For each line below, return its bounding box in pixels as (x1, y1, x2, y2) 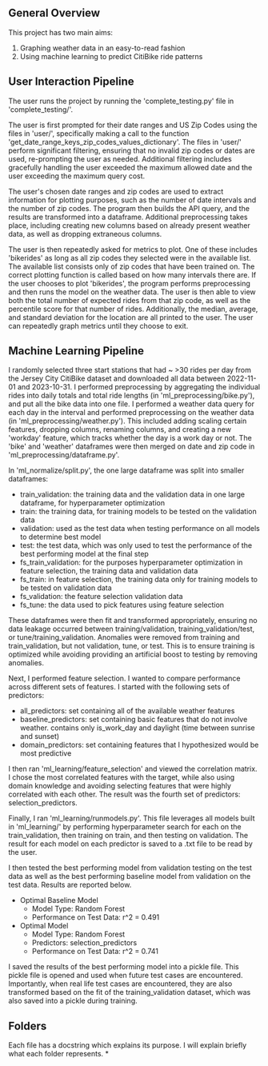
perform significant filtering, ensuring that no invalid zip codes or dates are (8, 146, 255, 155)
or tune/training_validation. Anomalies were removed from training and (8, 633, 240, 642)
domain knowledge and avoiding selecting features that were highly (8, 781, 232, 791)
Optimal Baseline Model (19, 896, 98, 905)
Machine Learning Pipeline (8, 344, 145, 358)
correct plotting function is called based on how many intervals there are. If (8, 269, 257, 279)
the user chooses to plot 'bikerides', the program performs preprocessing (8, 278, 250, 288)
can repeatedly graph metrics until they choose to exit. (8, 321, 189, 330)
